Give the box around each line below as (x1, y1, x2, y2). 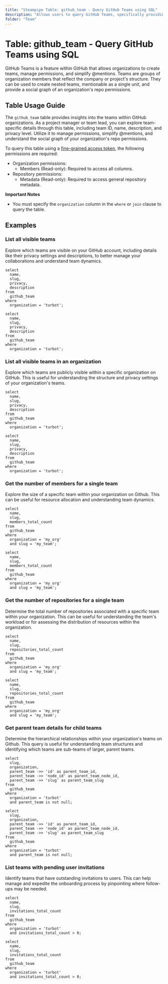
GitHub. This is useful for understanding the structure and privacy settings (5, 375, 158, 381)
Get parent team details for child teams (5, 724, 102, 731)
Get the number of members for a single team (5, 480, 118, 487)
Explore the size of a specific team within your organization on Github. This (5, 491, 160, 498)
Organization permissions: (12, 161, 66, 167)
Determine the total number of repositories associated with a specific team (5, 608, 159, 614)
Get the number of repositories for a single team (5, 597, 124, 604)
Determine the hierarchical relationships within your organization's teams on (5, 736, 162, 741)
